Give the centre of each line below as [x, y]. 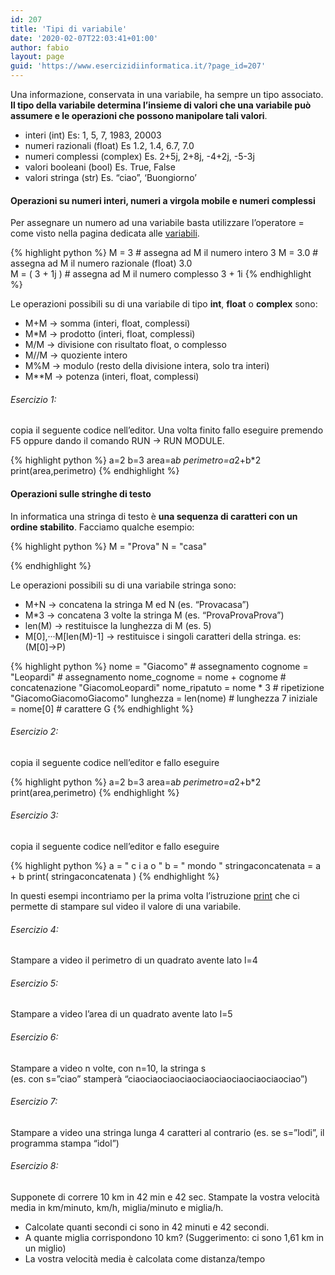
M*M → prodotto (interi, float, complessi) [110, 334]
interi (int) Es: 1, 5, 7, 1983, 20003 [93, 135]
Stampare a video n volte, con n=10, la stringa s [108, 1068]
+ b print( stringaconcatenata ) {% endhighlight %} [115, 877]
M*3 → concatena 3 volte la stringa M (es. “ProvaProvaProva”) [154, 615]
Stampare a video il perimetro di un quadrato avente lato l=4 [134, 960]
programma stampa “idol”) [65, 1143]
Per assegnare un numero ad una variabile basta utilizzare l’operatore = [157, 223]
